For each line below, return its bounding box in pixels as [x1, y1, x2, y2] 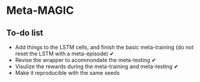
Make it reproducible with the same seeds [15, 69, 120, 76]
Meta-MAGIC [6, 4, 74, 17]
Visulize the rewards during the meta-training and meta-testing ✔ [15, 63, 179, 70]
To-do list [6, 28, 44, 38]
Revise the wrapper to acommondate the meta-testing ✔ [15, 57, 156, 63]
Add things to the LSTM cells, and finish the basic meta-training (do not [15, 43, 194, 51]
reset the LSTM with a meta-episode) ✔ [15, 50, 115, 57]
